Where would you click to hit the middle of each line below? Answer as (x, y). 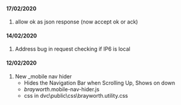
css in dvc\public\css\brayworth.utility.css (76, 95)
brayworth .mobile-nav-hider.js (62, 89)
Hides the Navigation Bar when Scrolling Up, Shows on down (100, 83)
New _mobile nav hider (43, 76)
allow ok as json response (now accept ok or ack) (76, 22)
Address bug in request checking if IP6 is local (72, 49)
